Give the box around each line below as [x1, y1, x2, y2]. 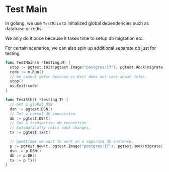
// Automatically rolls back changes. [10, 125, 92, 130]
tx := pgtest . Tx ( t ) [10, 130, 51, 135]
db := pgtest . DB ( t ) [10, 116, 51, 121]
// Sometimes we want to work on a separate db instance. [10, 139, 134, 144]
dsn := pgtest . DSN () [10, 107, 53, 112]
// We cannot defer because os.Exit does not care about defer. [10, 74, 147, 79]
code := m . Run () [10, 69, 44, 74]
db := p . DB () [10, 153, 37, 158]
